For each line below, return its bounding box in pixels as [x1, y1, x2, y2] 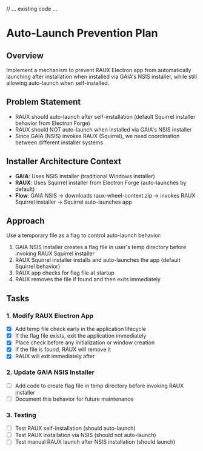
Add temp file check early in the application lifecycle [15, 326, 147, 333]
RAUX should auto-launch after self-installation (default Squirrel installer [15, 113, 196, 120]
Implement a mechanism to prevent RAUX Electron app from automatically [6, 67, 191, 73]
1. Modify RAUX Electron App [6, 312, 94, 320]
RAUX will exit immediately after [15, 353, 95, 360]
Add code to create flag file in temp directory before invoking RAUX [15, 382, 184, 389]
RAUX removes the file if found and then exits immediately [15, 276, 161, 283]
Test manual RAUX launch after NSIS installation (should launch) [15, 438, 176, 446]
